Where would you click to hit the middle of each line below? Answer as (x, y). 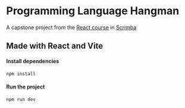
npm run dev (21, 99)
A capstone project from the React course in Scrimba (71, 27)
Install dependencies (33, 61)
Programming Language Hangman (93, 11)
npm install (21, 74)
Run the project (26, 87)
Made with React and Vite (55, 46)
